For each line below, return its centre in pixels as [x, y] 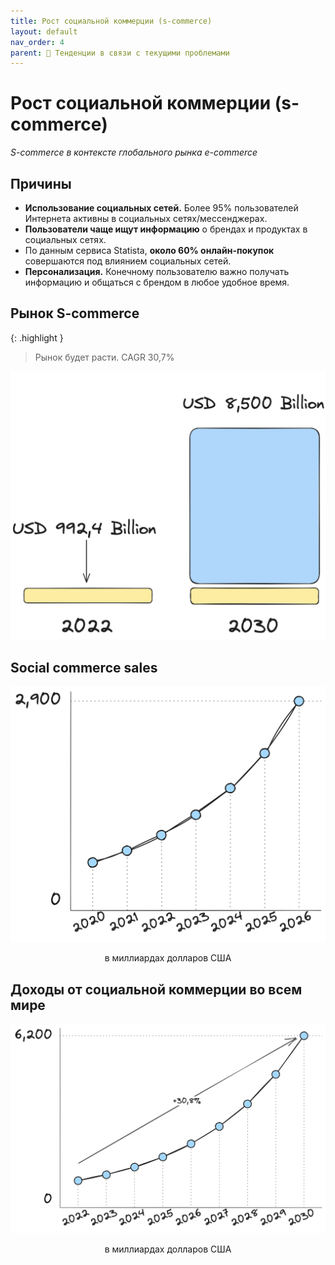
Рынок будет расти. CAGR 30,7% [104, 357]
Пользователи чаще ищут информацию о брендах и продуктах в [166, 229]
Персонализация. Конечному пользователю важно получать [157, 271]
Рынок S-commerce [75, 313]
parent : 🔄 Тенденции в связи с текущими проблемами [120, 53]
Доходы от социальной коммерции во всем [156, 989]
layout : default [44, 31]
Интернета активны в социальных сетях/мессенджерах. [146, 218]
